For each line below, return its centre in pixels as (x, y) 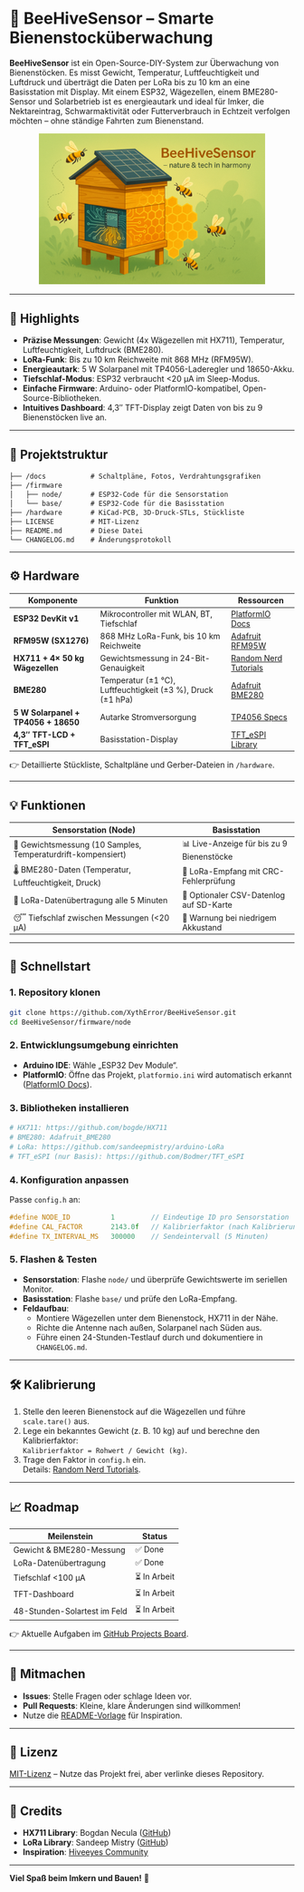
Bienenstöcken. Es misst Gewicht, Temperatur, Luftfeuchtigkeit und (134, 73)
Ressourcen (261, 600)
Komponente (53, 600)
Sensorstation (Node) (94, 830)
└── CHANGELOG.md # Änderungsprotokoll (90, 540)
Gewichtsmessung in (139, 658)
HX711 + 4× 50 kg (48, 658)
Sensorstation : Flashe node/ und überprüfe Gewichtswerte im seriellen (155, 1279)
